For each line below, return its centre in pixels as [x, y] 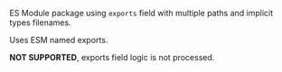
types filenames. [40, 22]
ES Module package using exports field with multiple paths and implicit [141, 13]
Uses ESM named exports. [59, 40]
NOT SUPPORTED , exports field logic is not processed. [112, 57]
